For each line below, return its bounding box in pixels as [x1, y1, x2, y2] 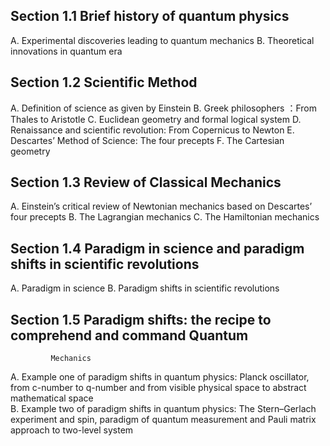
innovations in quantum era [10, 45, 123, 57]
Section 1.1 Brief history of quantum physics [10, 8, 290, 25]
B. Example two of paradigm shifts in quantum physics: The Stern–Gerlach [10, 403, 317, 415]
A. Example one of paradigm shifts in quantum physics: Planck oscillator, [10, 371, 310, 383]
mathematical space [10, 392, 94, 404]
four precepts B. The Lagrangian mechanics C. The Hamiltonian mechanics [10, 211, 320, 223]
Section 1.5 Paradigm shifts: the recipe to [10, 311, 272, 328]
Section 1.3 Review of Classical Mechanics [10, 174, 282, 191]
